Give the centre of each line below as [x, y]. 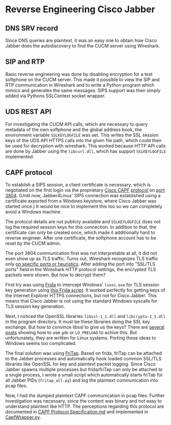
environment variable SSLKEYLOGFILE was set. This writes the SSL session [82, 135]
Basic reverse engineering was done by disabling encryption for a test [79, 74]
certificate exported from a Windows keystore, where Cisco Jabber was [81, 201]
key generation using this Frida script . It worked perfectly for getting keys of [85, 290]
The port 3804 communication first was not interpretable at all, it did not [81, 253]
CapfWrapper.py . [23, 417]
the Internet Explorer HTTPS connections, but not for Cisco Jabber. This [81, 296]
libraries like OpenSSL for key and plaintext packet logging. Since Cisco [80, 364]
